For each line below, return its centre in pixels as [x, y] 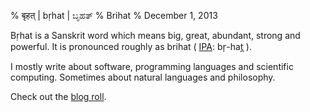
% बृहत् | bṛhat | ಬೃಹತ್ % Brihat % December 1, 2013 [114, 15]
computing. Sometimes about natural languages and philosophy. [143, 77]
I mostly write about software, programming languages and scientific [152, 66]
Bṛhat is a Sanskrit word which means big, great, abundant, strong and [155, 35]
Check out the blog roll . [58, 96]
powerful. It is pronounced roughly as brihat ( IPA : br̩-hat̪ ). [131, 46]
